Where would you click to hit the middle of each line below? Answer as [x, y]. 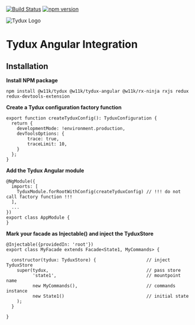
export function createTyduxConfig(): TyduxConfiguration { [82, 118]
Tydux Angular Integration [72, 45]
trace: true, [43, 139]
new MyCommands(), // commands [104, 286]
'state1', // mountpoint [107, 275]
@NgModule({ [21, 181]
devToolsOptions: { [41, 134]
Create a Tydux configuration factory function [64, 107]
